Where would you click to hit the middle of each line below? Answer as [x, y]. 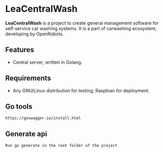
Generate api [26, 134]
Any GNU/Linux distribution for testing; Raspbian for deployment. [81, 90]
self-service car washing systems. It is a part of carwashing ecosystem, [81, 28]
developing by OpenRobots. [34, 34]
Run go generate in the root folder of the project [61, 146]
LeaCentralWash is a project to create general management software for [82, 23]
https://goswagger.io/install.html [43, 118]
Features [20, 50]
